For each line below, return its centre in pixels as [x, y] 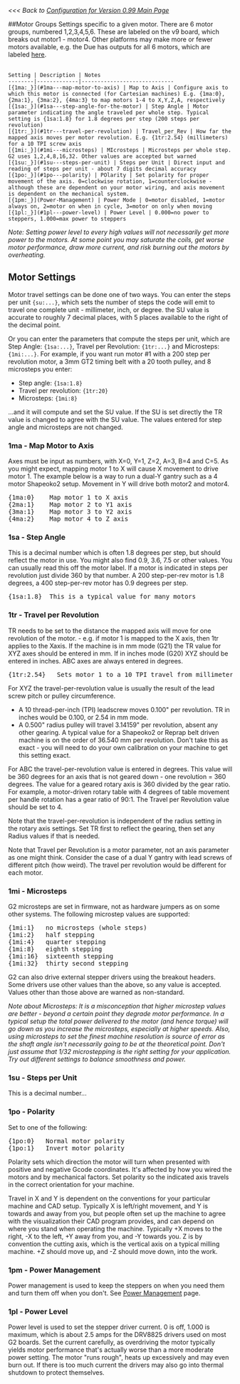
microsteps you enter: [40, 369]
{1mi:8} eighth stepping [55, 949]
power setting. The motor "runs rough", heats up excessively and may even [119, 1358]
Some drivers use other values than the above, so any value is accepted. [115, 984]
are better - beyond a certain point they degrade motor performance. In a [116, 1014]
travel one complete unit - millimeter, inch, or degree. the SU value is [109, 309]
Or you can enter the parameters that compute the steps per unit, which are [119, 339]
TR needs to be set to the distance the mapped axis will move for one [110, 631]
